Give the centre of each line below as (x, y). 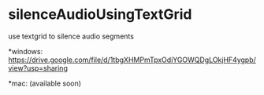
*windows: (26, 51)
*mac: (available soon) (45, 83)
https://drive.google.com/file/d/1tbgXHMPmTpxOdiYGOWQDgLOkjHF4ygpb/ (132, 60)
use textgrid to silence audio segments (71, 36)
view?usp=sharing (38, 68)
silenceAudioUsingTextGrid (100, 15)
